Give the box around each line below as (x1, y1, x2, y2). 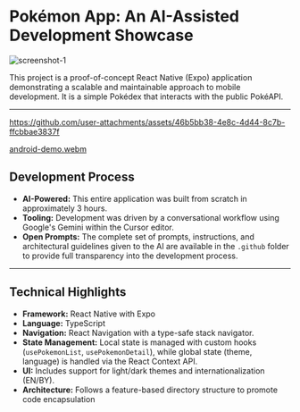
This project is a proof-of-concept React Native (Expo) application (9, 71, 253, 82)
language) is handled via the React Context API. (21, 356, 198, 366)
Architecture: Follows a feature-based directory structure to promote (21, 384, 279, 395)
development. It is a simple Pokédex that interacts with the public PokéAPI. (9, 91, 284, 102)
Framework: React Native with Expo (21, 308, 156, 319)
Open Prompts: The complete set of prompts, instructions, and (21, 231, 254, 242)
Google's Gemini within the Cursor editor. (21, 222, 174, 232)
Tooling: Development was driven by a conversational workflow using (21, 212, 279, 223)
